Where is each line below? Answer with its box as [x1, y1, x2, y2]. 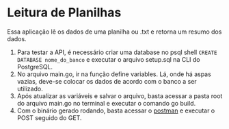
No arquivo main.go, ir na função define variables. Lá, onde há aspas [16, 70, 212, 78]
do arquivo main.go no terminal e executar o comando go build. [16, 99, 196, 107]
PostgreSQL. [16, 62, 53, 71]
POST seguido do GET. [16, 113, 82, 121]
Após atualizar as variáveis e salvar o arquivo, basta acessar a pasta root [16, 91, 223, 100]
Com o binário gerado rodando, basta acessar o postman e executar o [16, 106, 215, 115]
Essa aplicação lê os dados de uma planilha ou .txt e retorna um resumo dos [7, 27, 222, 36]
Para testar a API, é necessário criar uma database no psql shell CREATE [16, 48, 217, 56]
